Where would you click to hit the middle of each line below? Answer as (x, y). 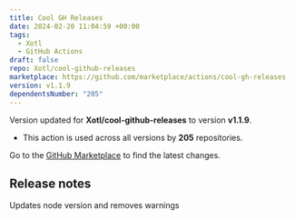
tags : (20, 35)
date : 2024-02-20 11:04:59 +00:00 (75, 26)
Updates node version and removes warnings (94, 205)
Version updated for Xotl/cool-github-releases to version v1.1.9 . (131, 120)
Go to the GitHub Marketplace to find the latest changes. (115, 155)
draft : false (34, 60)
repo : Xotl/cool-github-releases (73, 69)
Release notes (50, 183)
